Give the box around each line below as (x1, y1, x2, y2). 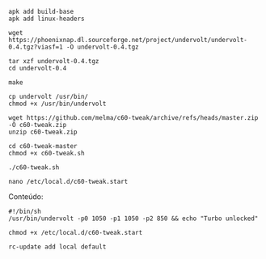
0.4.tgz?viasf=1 (8, 43, 63, 51)
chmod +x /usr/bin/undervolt (8, 100, 107, 108)
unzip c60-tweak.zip (8, 128, 78, 136)
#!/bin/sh (8, 207, 42, 215)
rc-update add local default (8, 243, 107, 251)
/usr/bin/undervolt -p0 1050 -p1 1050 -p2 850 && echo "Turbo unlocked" (8, 214, 259, 223)
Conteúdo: (8, 192, 44, 202)
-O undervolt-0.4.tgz (65, 43, 139, 51)
